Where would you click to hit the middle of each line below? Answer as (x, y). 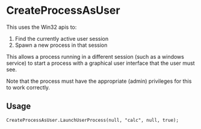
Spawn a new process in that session (61, 45)
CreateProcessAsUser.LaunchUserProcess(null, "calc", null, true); (93, 120)
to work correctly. (28, 87)
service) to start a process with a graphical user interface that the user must (100, 63)
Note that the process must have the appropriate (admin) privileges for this (99, 81)
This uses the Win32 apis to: (42, 27)
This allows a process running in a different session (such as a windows (95, 56)
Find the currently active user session (62, 38)
